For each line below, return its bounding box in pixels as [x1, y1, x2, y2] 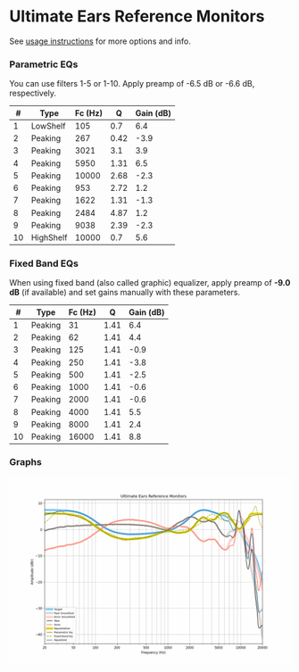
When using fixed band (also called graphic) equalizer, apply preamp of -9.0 [9, 278, 291, 288]
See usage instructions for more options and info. [9, 36, 192, 46]
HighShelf [30, 232, 68, 243]
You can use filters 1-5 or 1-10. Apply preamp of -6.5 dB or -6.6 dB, [9, 79, 255, 89]
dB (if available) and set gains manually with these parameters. [9, 287, 241, 298]
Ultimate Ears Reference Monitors [9, 6, 265, 27]
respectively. [9, 87, 56, 99]
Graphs [9, 456, 42, 469]
